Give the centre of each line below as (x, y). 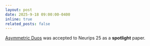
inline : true (19, 19)
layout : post (19, 10)
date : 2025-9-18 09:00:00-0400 (38, 14)
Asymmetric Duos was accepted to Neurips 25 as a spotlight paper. (75, 38)
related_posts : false (28, 24)
